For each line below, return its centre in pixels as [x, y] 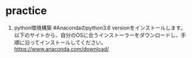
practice [26, 11]
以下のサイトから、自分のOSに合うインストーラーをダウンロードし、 [97, 35]
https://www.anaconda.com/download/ [61, 49]
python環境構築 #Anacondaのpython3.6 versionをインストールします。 [100, 28]
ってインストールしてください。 [68, 42]
